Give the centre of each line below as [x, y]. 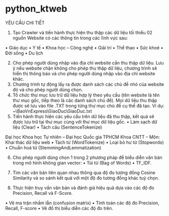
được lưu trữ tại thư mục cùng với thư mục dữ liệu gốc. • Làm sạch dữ [85, 122]
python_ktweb [36, 9]
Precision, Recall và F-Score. [43, 193]
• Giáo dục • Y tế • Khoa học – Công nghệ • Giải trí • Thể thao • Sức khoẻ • [84, 47]
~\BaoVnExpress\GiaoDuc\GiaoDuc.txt [52, 111]
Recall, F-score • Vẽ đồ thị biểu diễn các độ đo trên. [59, 208]
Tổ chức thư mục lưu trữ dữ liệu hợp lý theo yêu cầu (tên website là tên [86, 95]
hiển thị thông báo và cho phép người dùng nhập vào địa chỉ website [84, 73]
